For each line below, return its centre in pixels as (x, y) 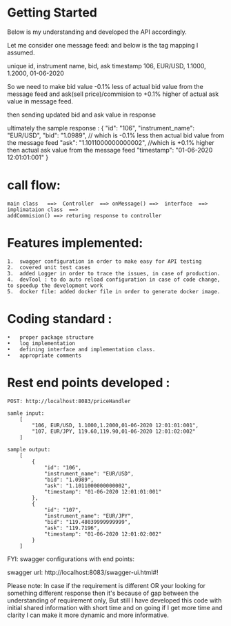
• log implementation (41, 343)
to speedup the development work (55, 285)
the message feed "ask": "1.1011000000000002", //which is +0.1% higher (111, 142)
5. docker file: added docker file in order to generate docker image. (114, 291)
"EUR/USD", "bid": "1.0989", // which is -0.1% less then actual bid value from (116, 135)
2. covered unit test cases (49, 267)
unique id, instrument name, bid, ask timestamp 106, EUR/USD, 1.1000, (107, 66)
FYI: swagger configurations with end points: (71, 559)
